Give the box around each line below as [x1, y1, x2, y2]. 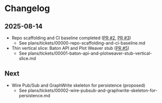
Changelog [4, 3, 50, 14]
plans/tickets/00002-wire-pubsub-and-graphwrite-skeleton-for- [28, 88, 158, 93]
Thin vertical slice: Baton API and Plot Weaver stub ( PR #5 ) [11, 45, 129, 51]
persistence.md [18, 92, 51, 98]
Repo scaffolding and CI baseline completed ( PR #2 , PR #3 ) [11, 35, 131, 41]
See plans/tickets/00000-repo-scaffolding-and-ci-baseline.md [18, 40, 145, 46]
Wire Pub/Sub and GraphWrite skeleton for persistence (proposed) [11, 82, 145, 88]
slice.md [18, 56, 36, 61]
